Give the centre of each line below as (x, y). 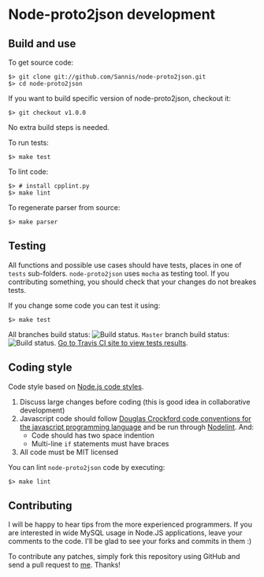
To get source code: (41, 62)
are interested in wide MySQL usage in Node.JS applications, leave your (125, 533)
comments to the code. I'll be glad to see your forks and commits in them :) (130, 542)
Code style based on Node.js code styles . (76, 387)
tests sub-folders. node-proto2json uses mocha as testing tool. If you (119, 273)
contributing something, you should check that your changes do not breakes (132, 282)
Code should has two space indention (93, 435)
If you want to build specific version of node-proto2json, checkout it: (119, 98)
